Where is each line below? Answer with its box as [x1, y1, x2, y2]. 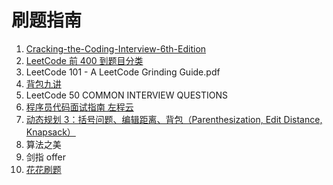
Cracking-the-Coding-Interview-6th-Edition [25, 42, 207, 55]
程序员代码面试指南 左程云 [25, 101, 134, 113]
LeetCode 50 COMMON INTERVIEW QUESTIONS [25, 89, 228, 101]
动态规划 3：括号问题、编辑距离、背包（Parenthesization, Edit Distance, [25, 113, 323, 125]
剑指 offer [25, 151, 66, 163]
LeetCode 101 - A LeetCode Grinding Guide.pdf [25, 66, 221, 78]
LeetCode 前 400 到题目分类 [25, 54, 144, 66]
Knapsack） [25, 126, 76, 138]
